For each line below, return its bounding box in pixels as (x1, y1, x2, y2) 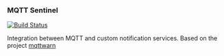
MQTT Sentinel (7, 5, 58, 15)
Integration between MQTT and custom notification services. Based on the (7, 34, 218, 42)
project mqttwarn (7, 42, 56, 50)
